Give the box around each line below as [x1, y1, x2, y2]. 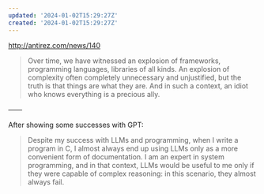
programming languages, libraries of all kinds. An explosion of [27, 64, 230, 73]
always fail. [27, 177, 65, 186]
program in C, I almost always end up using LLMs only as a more [27, 144, 239, 153]
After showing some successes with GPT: [8, 120, 144, 129]
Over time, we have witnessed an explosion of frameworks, [27, 56, 221, 65]
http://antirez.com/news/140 [8, 40, 101, 50]
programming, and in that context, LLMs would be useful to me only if [27, 160, 255, 170]
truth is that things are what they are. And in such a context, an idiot [27, 80, 249, 91]
